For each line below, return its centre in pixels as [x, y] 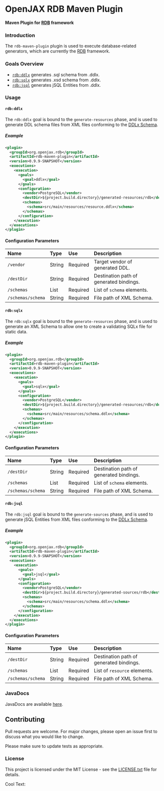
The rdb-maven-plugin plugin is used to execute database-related [71, 46]
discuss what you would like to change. [45, 737]
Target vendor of [113, 262]
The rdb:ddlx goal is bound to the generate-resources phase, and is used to [81, 119]
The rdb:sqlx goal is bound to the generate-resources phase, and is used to [81, 321]
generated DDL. [112, 268]
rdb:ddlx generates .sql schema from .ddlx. [56, 74]
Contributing [25, 720]
